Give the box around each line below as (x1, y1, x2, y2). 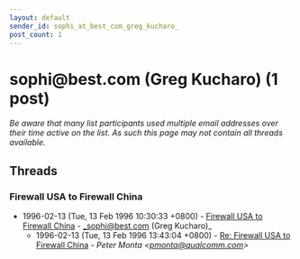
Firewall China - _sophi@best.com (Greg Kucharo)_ (22, 220, 213, 231)
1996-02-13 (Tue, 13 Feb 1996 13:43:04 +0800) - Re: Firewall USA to (35, 230, 291, 240)
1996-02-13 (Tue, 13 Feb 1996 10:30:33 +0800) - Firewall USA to (22, 211, 263, 221)
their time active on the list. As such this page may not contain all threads (9, 127, 284, 138)
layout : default (9, 13, 70, 23)
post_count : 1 (9, 30, 63, 39)
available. (9, 137, 47, 148)
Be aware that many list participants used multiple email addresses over (9, 118, 279, 129)
